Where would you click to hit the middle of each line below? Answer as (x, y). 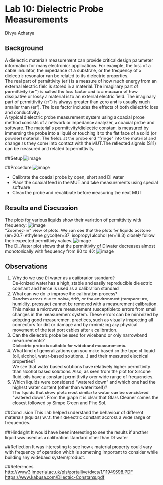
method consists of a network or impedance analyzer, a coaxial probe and (80, 122)
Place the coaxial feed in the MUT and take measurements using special (85, 182)
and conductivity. (23, 112)
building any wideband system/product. (45, 457)
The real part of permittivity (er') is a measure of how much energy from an (81, 81)
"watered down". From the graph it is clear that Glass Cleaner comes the (85, 398)
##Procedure (18, 167)
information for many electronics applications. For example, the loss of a (78, 65)
